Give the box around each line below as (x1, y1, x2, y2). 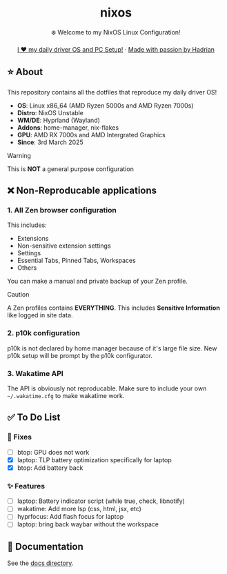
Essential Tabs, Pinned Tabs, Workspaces (17, 257, 136, 265)
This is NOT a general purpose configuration (7, 164, 135, 173)
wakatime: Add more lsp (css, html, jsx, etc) (17, 505, 141, 513)
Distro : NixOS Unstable (17, 108, 84, 117)
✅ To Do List (7, 412, 61, 424)
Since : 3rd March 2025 (17, 138, 84, 146)
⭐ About (7, 66, 43, 78)
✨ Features (7, 481, 46, 491)
